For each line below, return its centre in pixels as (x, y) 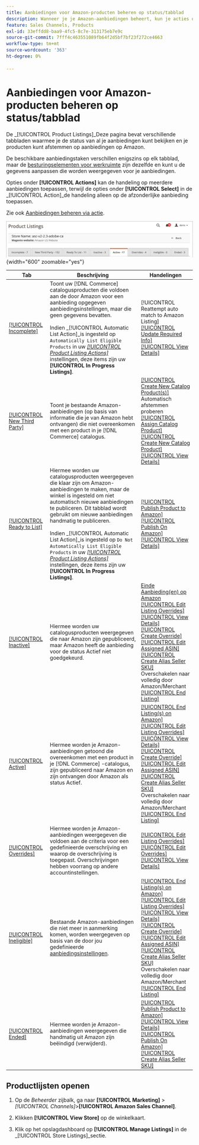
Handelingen (166, 275)
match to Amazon (163, 315)
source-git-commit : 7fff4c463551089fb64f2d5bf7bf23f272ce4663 (84, 38)
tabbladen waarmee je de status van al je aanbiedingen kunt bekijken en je (97, 140)
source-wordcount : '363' (37, 50)
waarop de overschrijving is (84, 854)
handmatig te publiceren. (80, 520)
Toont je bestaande (73, 405)
